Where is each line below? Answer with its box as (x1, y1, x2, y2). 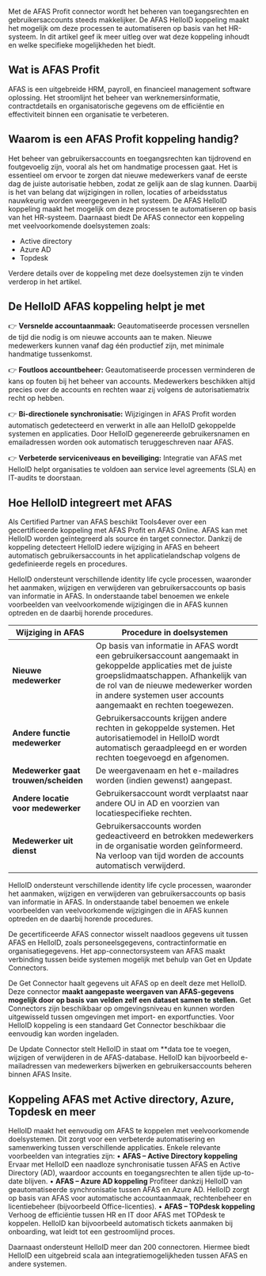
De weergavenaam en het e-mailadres (95, 765, 239, 776)
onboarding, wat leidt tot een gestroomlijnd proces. (8, 1227, 176, 1236)
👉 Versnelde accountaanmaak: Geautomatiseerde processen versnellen (8, 321, 250, 331)
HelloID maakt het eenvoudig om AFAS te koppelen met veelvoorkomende (8, 1126, 249, 1136)
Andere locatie (12, 793, 70, 804)
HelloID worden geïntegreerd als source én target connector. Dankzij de (8, 534, 243, 543)
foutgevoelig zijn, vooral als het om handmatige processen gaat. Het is (8, 162, 238, 171)
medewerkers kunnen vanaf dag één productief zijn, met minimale (8, 341, 224, 351)
